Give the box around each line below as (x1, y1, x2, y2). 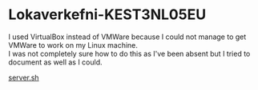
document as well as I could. (8, 57, 103, 67)
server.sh (8, 72, 39, 82)
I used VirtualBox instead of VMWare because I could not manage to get (8, 32, 247, 41)
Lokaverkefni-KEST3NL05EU (8, 6, 207, 24)
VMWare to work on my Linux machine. (8, 40, 139, 49)
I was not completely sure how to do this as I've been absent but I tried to (8, 49, 251, 58)
